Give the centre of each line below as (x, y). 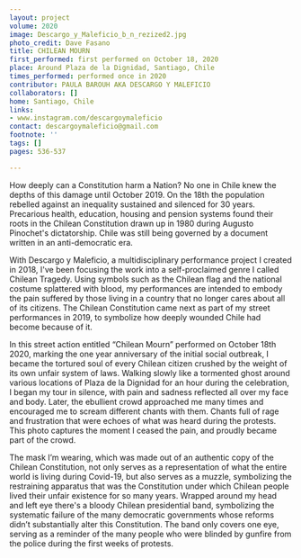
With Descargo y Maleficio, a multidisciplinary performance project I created (150, 260)
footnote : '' (34, 135)
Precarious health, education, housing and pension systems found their (142, 213)
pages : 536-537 (38, 151)
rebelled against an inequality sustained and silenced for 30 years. (133, 204)
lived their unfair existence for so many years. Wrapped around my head (143, 495)
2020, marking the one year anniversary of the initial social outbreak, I (139, 354)
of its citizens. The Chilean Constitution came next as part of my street (140, 308)
